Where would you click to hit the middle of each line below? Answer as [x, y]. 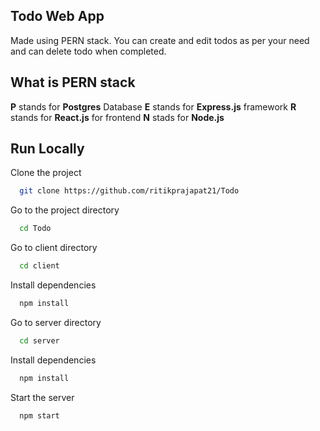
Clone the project [46, 173]
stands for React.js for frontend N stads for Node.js [117, 117]
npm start [39, 415]
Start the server [42, 397]
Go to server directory [56, 322]
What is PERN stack [73, 82]
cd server [39, 340]
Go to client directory [54, 248]
